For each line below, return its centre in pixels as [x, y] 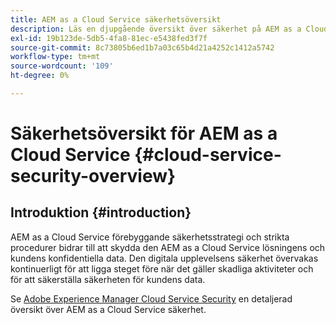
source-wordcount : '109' [62, 66]
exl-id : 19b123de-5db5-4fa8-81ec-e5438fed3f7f [109, 38]
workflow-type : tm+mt [55, 57]
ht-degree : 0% [40, 76]
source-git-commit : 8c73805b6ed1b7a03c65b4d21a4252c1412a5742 [142, 47]
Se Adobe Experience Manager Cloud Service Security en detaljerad [151, 298]
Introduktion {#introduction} [101, 212]
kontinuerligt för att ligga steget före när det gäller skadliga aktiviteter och [162, 268]
